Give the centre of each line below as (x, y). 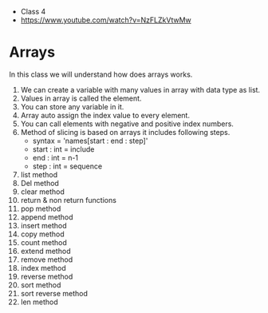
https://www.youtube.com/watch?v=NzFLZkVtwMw (106, 20)
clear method (42, 192)
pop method (41, 208)
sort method (41, 285)
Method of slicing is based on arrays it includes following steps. (125, 132)
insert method (43, 225)
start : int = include (63, 149)
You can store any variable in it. (72, 106)
